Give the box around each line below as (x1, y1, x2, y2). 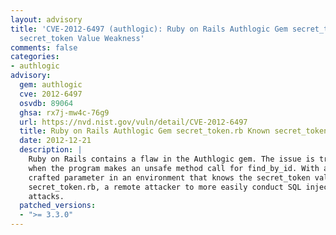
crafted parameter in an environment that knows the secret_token (28, 172, 311, 183)
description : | (19, 145, 83, 155)
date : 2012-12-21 (19, 136, 92, 146)
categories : (10, 52, 60, 62)
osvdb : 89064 (19, 98, 74, 108)
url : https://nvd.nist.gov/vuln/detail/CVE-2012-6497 (19, 117, 248, 127)
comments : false (10, 42, 78, 53)
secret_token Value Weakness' (19, 33, 145, 43)
